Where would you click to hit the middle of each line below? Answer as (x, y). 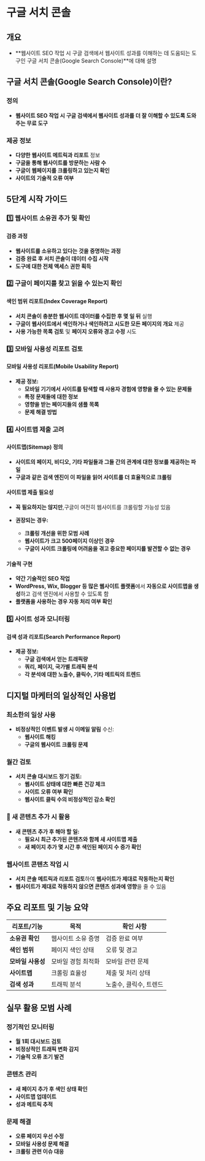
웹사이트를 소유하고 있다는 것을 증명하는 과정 (68, 251)
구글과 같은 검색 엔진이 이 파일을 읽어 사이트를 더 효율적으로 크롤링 (93, 477)
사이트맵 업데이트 (36, 1097)
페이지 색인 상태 (73, 950)
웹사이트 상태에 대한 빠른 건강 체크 (65, 784)
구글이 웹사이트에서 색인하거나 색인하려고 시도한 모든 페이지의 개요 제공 (100, 323)
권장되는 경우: (32, 520)
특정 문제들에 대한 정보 (51, 396)
